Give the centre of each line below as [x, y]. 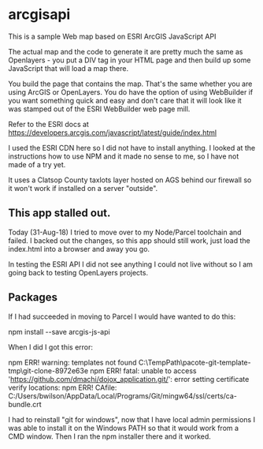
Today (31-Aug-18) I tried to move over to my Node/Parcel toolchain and [125, 232]
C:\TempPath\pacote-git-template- [194, 362]
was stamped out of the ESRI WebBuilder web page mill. [99, 109]
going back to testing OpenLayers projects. [78, 272]
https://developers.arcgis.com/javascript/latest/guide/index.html [113, 133]
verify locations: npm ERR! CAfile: [63, 387]
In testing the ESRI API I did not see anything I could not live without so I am [131, 264]
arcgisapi [39, 15]
